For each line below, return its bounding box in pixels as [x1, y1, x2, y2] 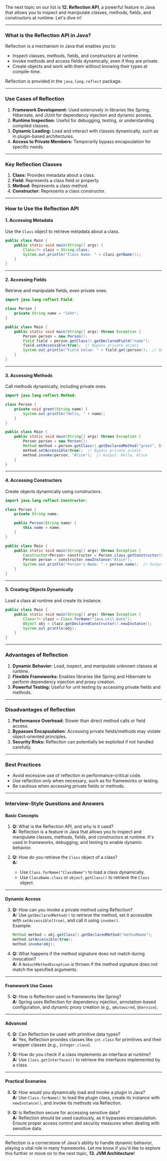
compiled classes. [12, 122, 50, 128]
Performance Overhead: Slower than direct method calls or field [12, 718, 146, 724]
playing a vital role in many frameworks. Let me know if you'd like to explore [5, 1145, 161, 1151]
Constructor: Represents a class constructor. [12, 188, 106, 194]
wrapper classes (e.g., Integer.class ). [12, 1042, 91, 1048]
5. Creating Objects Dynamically [5, 587, 74, 593]
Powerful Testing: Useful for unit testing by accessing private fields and [12, 684, 161, 690]
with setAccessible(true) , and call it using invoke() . [12, 918, 120, 924]
